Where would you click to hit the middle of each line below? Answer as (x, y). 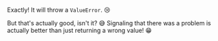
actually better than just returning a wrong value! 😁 (80, 30)
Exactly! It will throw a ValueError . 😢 (59, 10)
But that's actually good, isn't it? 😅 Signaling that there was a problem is (109, 23)
